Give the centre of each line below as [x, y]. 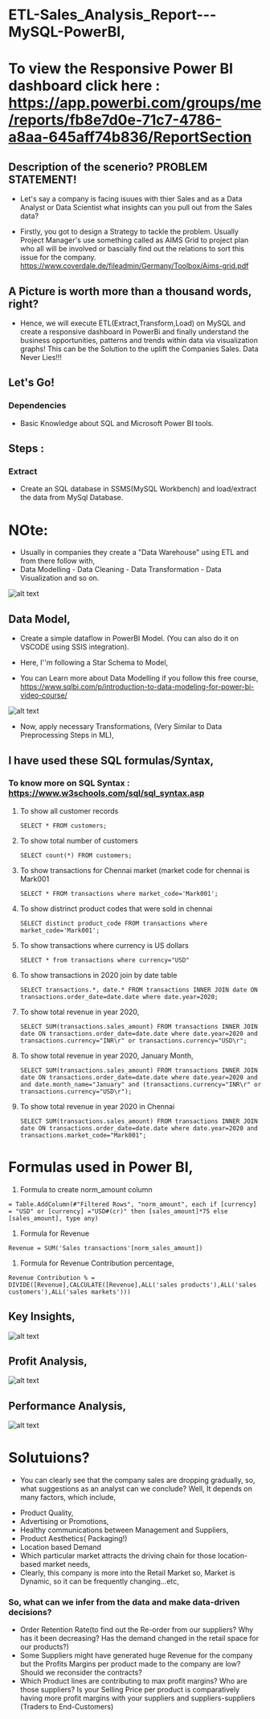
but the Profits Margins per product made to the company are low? [130, 1664]
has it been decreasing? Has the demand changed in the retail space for [139, 1638]
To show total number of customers [79, 840]
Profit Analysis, [48, 1361]
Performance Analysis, [67, 1406]
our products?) [45, 1647]
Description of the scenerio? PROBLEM [108, 167]
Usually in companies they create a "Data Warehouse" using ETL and [134, 553]
